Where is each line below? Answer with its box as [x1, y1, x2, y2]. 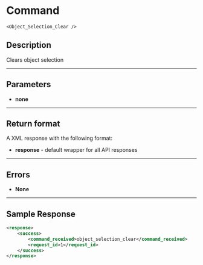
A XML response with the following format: [6, 134, 113, 142]
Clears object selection [6, 56, 64, 64]
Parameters [6, 79, 51, 90]
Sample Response [6, 209, 76, 219]
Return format [6, 119, 60, 129]
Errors [6, 169, 30, 180]
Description [6, 40, 51, 50]
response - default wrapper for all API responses [14, 146, 138, 154]
